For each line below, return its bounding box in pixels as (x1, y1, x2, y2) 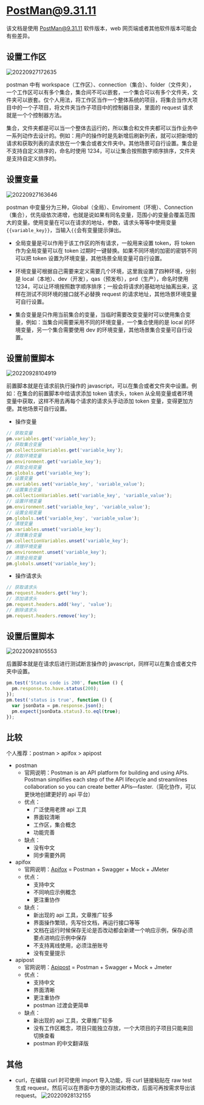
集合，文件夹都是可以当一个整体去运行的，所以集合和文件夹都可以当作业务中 (6, 124, 198, 132)
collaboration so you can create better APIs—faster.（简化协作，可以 (24, 783, 196, 791)
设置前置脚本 (6, 353, 55, 363)
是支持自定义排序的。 (6, 155, 59, 162)
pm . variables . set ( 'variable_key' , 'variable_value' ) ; (6, 481, 146, 487)
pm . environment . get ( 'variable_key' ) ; (6, 458, 102, 465)
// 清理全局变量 (6, 555, 42, 561)
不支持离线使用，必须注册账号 (33, 942, 108, 949)
